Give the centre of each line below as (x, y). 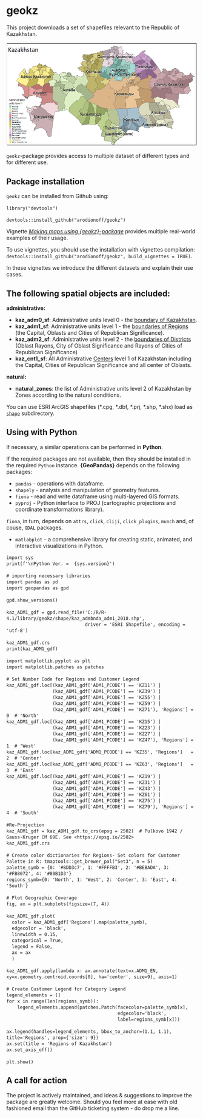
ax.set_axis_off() (29, 1050)
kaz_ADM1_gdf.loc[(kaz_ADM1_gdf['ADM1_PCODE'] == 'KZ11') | (84, 685)
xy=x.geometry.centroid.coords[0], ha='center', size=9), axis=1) (92, 977)
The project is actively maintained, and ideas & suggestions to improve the (99, 1095)
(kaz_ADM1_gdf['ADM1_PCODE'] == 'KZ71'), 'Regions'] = (123, 709)
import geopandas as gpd (38, 588)
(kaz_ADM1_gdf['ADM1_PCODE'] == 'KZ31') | (107, 782)
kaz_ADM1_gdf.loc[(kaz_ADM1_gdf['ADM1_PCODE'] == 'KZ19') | (84, 776)
